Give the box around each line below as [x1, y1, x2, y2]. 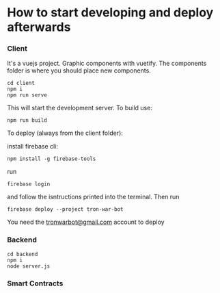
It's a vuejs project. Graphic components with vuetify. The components [7, 60, 207, 68]
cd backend [7, 251, 38, 257]
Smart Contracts [7, 279, 64, 288]
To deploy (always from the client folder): [7, 129, 123, 138]
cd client [7, 80, 36, 87]
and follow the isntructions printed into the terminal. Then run [7, 193, 180, 201]
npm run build [7, 117, 48, 124]
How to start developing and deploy [7, 5, 214, 21]
